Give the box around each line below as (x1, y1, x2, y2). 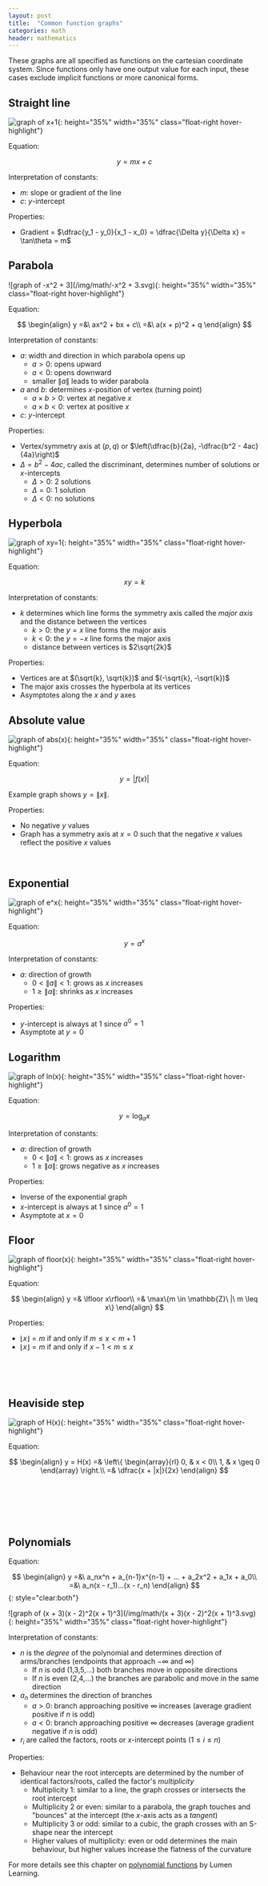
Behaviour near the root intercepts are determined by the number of (19, 1768, 244, 1777)
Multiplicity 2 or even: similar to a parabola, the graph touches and (31, 1801, 250, 1812)
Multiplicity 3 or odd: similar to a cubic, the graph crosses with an (31, 1819, 248, 1828)
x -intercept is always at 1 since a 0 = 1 (19, 1201, 144, 1212)
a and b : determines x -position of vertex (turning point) (19, 385, 202, 394)
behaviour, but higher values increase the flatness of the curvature (31, 1844, 252, 1854)
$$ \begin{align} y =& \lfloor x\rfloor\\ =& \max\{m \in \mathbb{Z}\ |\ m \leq (10, 1294, 258, 1304)
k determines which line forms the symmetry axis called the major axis (19, 609, 254, 618)
